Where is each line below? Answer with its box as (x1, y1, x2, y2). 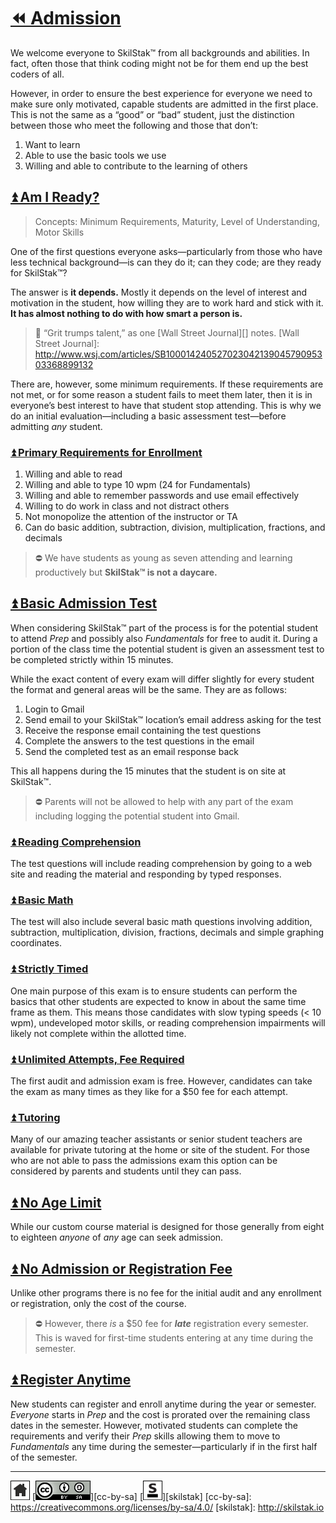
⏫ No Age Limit (10, 1194, 102, 1211)
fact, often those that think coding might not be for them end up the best (10, 57, 309, 69)
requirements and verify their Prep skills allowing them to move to (10, 1430, 281, 1442)
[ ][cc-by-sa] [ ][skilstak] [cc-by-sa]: (31, 1490, 252, 1502)
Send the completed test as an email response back (24, 745, 239, 757)
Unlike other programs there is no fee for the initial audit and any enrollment (10, 1286, 322, 1299)
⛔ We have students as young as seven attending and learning (34, 552, 293, 564)
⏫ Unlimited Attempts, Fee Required (10, 1052, 185, 1066)
